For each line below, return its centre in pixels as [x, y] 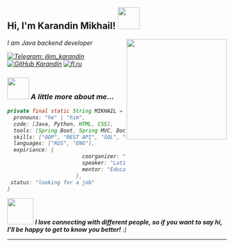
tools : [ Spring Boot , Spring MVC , [63, 130]
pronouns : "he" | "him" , [49, 117]
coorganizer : [101, 157]
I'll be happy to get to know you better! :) [67, 230]
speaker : [95, 163]
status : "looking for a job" [53, 182]
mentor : [93, 169]
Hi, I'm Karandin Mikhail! [62, 26]
